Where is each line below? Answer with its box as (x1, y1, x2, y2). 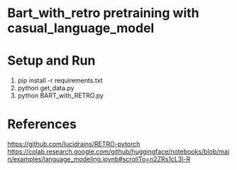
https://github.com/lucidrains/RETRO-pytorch (7, 140, 140, 149)
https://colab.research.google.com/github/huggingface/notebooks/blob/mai (7, 147, 230, 156)
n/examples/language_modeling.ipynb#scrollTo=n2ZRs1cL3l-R (7, 155, 190, 164)
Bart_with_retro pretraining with (7, 5, 199, 21)
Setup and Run (7, 53, 96, 69)
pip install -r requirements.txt (17, 76, 103, 85)
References (7, 116, 77, 132)
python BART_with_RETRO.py (17, 91, 104, 100)
